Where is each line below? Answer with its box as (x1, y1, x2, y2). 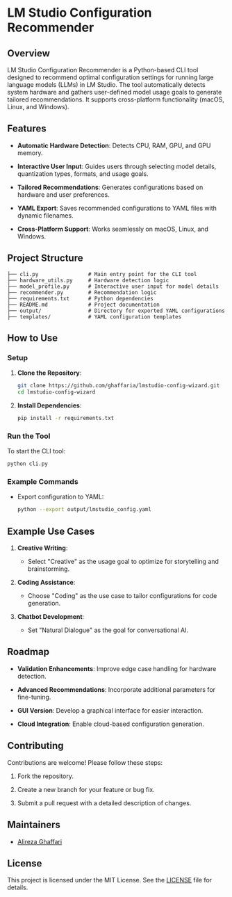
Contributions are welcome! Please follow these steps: (7, 758, 163, 766)
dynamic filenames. (17, 211, 74, 220)
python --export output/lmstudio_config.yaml (17, 506, 151, 513)
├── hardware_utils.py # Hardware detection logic (7, 277, 169, 284)
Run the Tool (7, 431, 51, 441)
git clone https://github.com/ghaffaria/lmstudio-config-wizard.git (17, 382, 220, 389)
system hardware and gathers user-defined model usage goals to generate (7, 88, 222, 96)
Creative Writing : (17, 544, 68, 552)
